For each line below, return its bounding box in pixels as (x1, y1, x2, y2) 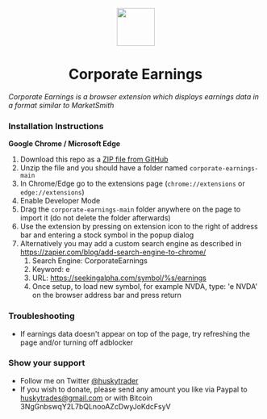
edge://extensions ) (19, 187, 85, 197)
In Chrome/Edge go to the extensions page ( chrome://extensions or (19, 178, 245, 189)
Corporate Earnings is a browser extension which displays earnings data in (8, 91, 260, 101)
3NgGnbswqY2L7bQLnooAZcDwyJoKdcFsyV (19, 401, 171, 411)
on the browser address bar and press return (31, 291, 181, 300)
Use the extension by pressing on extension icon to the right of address (19, 222, 258, 232)
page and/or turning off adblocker (19, 337, 133, 347)
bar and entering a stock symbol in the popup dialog (19, 230, 194, 240)
